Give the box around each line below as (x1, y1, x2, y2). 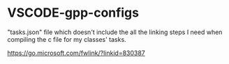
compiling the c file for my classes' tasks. (7, 35, 127, 43)
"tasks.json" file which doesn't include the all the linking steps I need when (7, 28, 223, 36)
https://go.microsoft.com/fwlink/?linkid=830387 (7, 49, 145, 57)
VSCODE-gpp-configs (7, 5, 140, 21)
